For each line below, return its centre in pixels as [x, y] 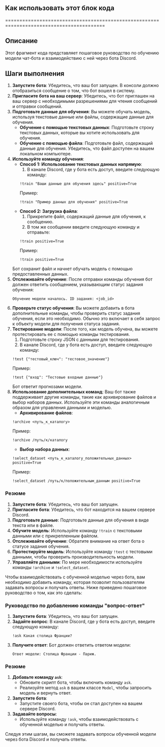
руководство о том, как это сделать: [44, 593]
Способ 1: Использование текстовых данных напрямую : [81, 164]
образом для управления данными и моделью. [62, 408]
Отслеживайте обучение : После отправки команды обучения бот [82, 280]
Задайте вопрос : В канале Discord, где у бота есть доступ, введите [83, 622]
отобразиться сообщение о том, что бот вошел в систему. [74, 91]
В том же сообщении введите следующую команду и [83, 227]
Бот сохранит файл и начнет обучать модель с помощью [72, 269]
